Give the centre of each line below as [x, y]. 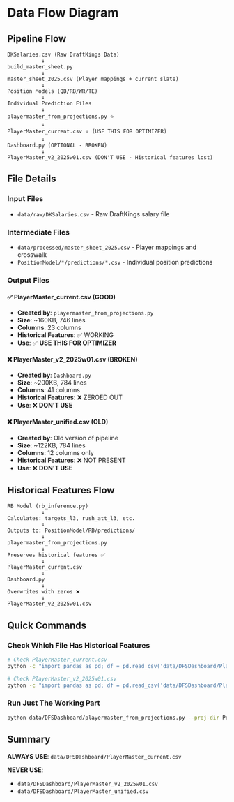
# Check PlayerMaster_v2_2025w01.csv [62, 678]
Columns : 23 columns [49, 328]
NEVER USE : [25, 770]
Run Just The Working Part [54, 703]
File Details [32, 179]
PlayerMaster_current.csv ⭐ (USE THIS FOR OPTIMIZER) [87, 131]
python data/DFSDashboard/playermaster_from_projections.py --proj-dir [113, 718]
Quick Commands [47, 625]
